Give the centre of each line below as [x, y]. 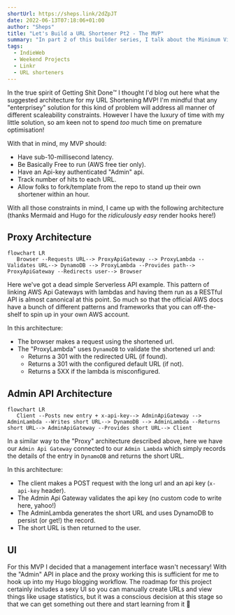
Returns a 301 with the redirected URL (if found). [98, 357]
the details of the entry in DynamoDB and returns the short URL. [96, 456]
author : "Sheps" [31, 27]
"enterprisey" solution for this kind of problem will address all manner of [111, 107]
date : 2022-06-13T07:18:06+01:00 [56, 20]
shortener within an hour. [54, 194]
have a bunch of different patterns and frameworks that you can [100, 307]
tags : [15, 46]
